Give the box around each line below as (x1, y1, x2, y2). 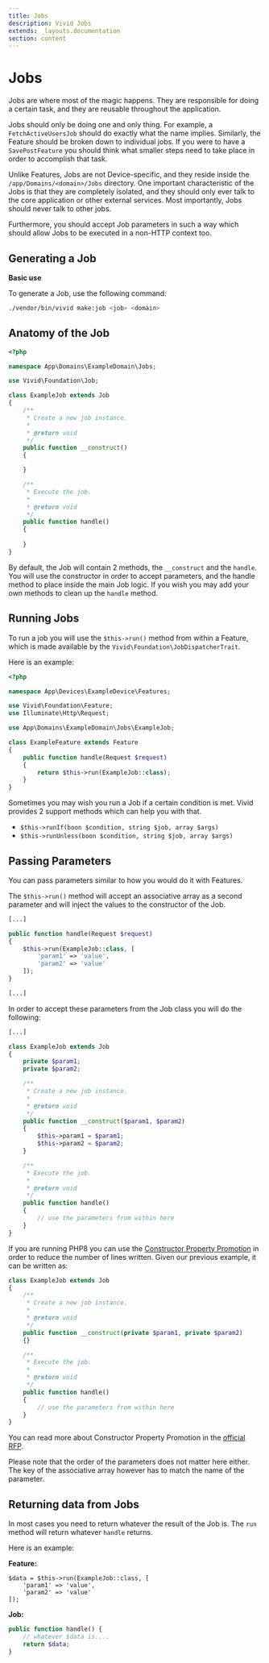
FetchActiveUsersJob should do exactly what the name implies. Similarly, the (8, 128, 261, 138)
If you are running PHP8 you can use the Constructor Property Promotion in (8, 1243, 259, 1253)
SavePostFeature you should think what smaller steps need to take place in (8, 146, 255, 156)
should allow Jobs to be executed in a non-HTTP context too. (8, 228, 212, 238)
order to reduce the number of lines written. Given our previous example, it (8, 1252, 256, 1262)
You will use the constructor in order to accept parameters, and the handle (8, 571, 255, 580)
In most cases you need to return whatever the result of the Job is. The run (8, 1519, 258, 1528)
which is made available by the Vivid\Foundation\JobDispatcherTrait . (8, 642, 241, 651)
